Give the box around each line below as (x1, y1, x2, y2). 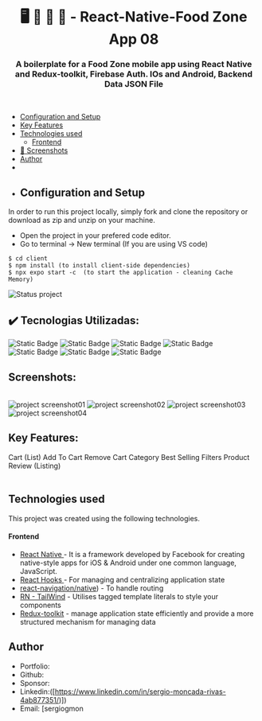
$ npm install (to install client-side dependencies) (8, 262, 191, 270)
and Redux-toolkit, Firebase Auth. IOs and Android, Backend (14, 68, 253, 80)
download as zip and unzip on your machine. (8, 216, 155, 225)
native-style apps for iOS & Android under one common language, (19, 558, 237, 567)
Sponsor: (19, 678, 50, 688)
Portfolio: (19, 661, 50, 671)
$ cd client (8, 255, 48, 263)
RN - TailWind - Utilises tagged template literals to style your (19, 591, 219, 601)
